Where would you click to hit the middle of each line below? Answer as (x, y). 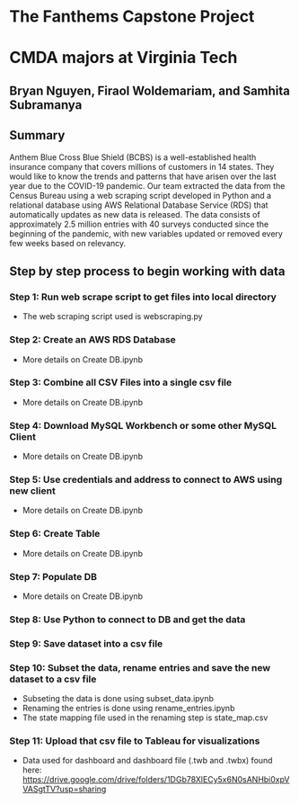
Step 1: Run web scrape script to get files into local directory (143, 297)
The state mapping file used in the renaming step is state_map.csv (145, 718)
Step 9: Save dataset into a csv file (86, 643)
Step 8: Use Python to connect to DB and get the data (128, 620)
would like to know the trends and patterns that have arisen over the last (143, 176)
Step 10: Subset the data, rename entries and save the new (140, 667)
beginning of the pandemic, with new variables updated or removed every (146, 233)
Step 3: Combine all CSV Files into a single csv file (121, 382)
